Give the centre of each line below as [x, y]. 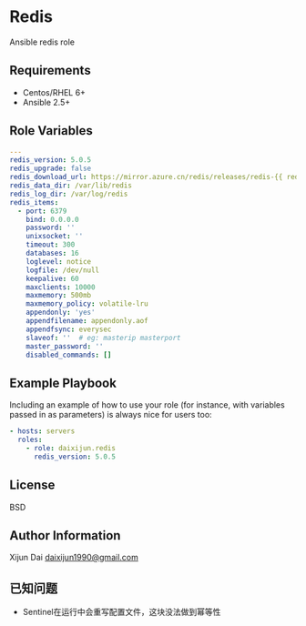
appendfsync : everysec [69, 329]
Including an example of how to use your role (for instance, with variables [147, 405]
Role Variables [51, 131]
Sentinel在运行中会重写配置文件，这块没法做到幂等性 [122, 612]
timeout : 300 [51, 245]
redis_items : [34, 202]
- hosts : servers [42, 431]
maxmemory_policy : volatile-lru [87, 304]
